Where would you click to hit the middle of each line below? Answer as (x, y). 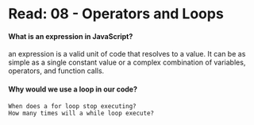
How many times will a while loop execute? (81, 113)
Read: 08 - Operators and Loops (116, 14)
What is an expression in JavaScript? (71, 36)
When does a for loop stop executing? (72, 106)
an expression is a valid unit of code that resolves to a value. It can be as (127, 54)
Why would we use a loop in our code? (73, 89)
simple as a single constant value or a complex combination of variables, (127, 62)
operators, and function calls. (56, 71)
